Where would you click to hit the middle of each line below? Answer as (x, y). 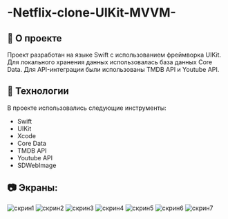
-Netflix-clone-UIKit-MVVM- (92, 13)
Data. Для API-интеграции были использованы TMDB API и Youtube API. (113, 69)
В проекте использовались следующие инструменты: (87, 108)
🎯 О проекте (35, 38)
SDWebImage (37, 165)
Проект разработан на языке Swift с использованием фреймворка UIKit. (114, 55)
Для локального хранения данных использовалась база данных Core (110, 62)
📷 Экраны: (32, 188)
